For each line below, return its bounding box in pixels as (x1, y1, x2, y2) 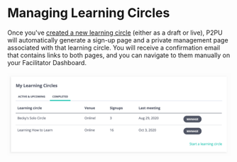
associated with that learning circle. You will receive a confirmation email (7, 43, 221, 52)
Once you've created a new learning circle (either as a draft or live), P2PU (7, 28, 223, 37)
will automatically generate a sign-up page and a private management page (7, 35, 228, 44)
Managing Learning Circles (7, 5, 170, 21)
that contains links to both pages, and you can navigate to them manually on (7, 51, 231, 59)
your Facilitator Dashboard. (7, 58, 87, 66)
